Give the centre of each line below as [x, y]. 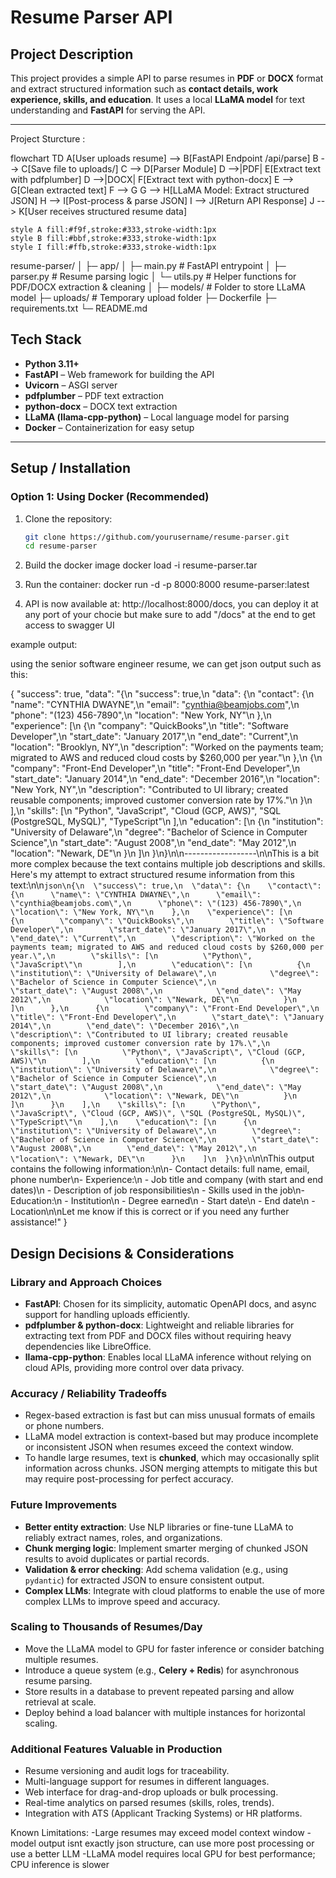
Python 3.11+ [52, 363]
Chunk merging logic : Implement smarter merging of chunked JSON [166, 1548]
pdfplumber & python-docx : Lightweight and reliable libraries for [159, 1325]
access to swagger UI [69, 625]
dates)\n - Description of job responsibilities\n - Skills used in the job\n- [157, 1190]
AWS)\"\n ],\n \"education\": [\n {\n [142, 1061]
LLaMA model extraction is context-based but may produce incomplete [171, 1437]
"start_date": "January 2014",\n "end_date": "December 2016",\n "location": [165, 779]
